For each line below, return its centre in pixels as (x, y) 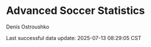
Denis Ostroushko (28, 27)
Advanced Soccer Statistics (75, 11)
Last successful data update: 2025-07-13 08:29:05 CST (74, 38)
